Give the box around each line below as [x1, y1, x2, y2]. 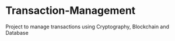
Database [5, 29, 29, 36]
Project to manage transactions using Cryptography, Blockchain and [5, 23, 170, 30]
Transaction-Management [5, 4, 136, 17]
